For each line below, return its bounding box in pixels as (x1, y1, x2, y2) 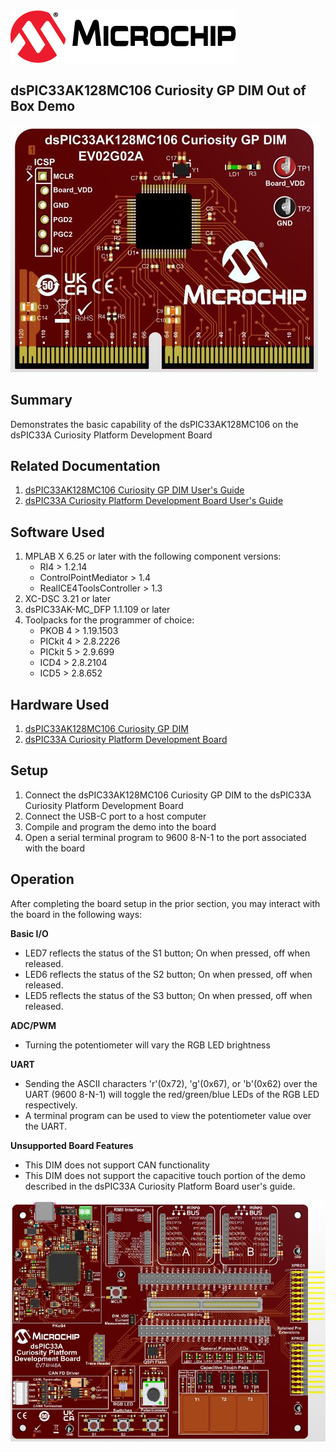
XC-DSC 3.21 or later (24, 593, 112, 605)
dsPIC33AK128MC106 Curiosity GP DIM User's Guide (24, 484, 245, 496)
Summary (10, 392, 73, 409)
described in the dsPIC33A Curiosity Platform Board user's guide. (24, 1180, 296, 1192)
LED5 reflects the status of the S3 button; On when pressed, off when (24, 989, 313, 1001)
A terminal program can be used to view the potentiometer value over (24, 1109, 312, 1121)
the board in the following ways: (10, 908, 143, 920)
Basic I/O (10, 927, 49, 939)
